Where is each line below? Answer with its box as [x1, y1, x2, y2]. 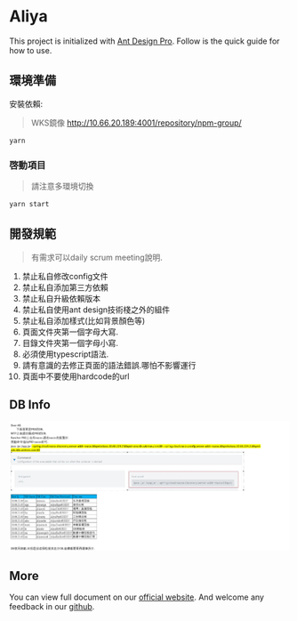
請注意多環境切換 [30, 181, 94, 191]
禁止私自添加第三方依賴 [21, 282, 108, 293]
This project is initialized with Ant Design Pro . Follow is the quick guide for [9, 36, 280, 46]
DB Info [9, 398, 51, 412]
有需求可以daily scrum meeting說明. [30, 252, 163, 262]
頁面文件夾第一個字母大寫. [21, 327, 118, 337]
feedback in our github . [9, 601, 95, 612]
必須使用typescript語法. [21, 349, 109, 359]
